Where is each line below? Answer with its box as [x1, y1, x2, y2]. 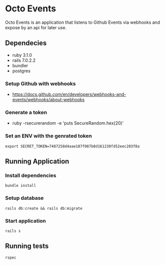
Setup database [5, 195, 44, 202]
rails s [5, 228, 21, 233]
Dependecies [5, 39, 47, 47]
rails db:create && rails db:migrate [5, 206, 83, 211]
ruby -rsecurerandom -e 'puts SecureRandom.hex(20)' [12, 120, 124, 126]
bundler [12, 62, 29, 68]
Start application [5, 217, 46, 224]
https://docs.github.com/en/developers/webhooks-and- [12, 91, 127, 97]
